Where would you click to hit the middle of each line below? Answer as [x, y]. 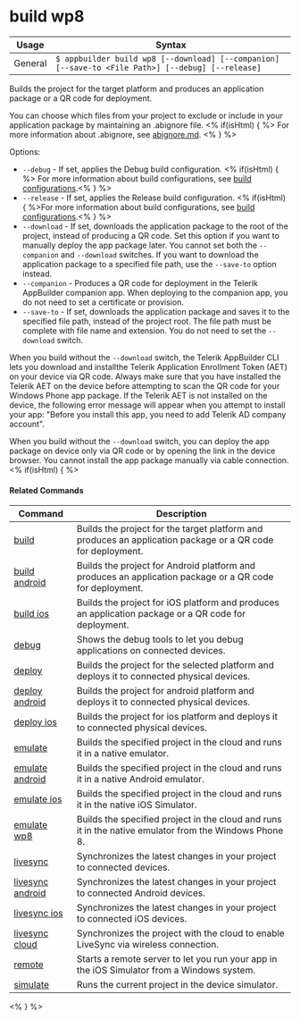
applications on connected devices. [151, 651]
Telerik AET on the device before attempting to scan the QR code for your [145, 385]
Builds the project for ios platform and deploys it [177, 717]
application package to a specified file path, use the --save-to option [149, 264]
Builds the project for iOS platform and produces [178, 603]
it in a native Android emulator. [141, 780]
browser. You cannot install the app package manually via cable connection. [149, 460]
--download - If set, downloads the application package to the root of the [155, 226]
